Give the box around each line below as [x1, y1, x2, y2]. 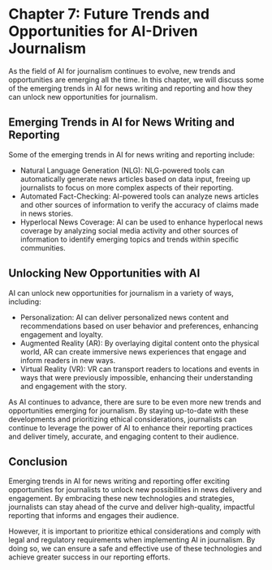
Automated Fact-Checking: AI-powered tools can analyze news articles [19, 191, 259, 201]
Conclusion [8, 455, 68, 469]
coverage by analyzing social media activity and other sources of [19, 225, 239, 235]
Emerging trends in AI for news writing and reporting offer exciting [8, 476, 230, 486]
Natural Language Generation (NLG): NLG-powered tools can [19, 165, 225, 175]
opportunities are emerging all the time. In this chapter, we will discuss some [8, 75, 265, 84]
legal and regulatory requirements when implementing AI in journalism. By [8, 535, 256, 545]
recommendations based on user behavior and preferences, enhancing [19, 321, 258, 331]
